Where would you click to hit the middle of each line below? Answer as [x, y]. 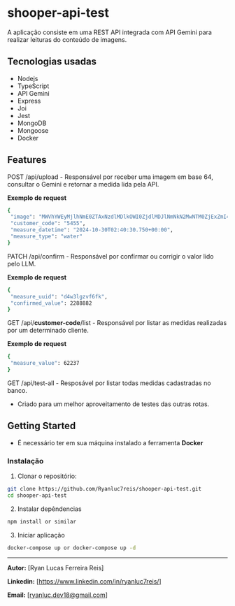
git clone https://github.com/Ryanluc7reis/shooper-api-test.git [104, 489]
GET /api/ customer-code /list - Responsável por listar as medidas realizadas [117, 323]
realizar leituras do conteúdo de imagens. [67, 39]
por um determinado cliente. [48, 331]
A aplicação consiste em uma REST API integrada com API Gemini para [109, 32]
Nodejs [28, 78]
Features [27, 160]
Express [29, 101]
